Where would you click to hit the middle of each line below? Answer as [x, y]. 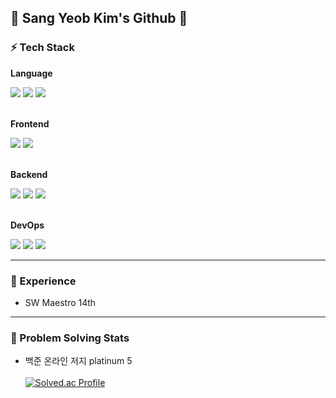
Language [31, 73]
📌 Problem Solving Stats [70, 338]
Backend [29, 174]
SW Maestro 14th [60, 302]
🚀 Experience [43, 281]
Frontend [30, 123]
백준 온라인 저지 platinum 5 [78, 361]
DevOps [27, 225]
